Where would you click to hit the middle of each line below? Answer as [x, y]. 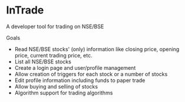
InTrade [25, 10]
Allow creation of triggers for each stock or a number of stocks [91, 74]
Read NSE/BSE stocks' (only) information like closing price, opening [97, 49]
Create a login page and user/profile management [75, 67]
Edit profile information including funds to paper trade [80, 80]
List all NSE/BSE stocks [43, 62]
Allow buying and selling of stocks [56, 86]
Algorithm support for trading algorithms [64, 93]
